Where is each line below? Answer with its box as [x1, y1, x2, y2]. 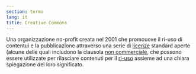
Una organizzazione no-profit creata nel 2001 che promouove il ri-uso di [6, 36, 182, 43]
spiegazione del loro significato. [6, 61, 84, 68]
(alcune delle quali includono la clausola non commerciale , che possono [6, 49, 182, 56]
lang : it [6, 14, 28, 20]
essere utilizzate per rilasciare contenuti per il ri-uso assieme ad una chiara [6, 54, 189, 62]
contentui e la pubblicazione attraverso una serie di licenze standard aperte [6, 42, 191, 49]
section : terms [6, 8, 44, 15]
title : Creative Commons [6, 20, 68, 25]
